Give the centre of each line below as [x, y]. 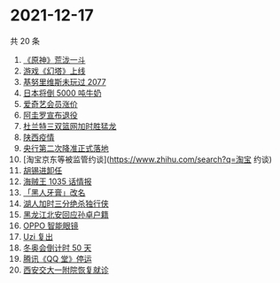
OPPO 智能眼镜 [51, 226]
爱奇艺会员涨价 [50, 103]
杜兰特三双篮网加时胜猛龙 [70, 126]
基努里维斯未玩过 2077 [64, 81]
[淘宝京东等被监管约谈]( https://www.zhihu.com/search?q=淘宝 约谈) [148, 159]
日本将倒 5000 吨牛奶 [62, 93]
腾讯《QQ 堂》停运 [57, 258]
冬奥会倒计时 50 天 [57, 248]
